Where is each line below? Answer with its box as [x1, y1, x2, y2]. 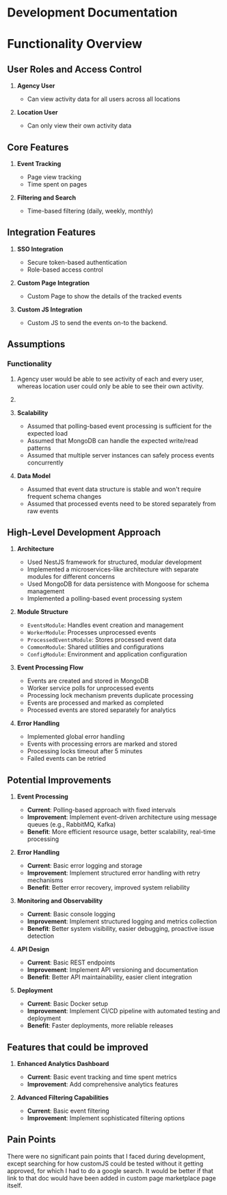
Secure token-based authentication [27, 258, 127, 266]
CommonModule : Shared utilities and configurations [27, 643, 164, 651]
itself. [7, 1181, 23, 1190]
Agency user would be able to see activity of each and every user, [16, 375, 204, 383]
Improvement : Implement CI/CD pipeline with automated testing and [27, 1007, 221, 1015]
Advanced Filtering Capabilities [16, 1093, 109, 1102]
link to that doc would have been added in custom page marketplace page [7, 1174, 217, 1182]
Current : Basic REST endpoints [27, 958, 116, 967]
